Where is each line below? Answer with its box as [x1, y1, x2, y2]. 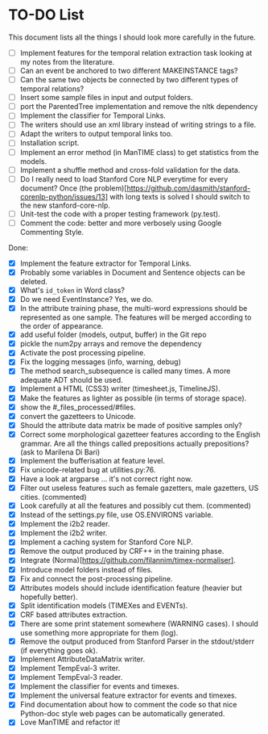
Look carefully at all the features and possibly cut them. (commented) [19, 501, 251, 510]
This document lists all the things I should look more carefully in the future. [8, 32, 256, 42]
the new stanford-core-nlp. [19, 200, 111, 210]
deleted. [19, 276, 48, 286]
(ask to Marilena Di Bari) [19, 447, 101, 457]
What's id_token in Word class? [19, 285, 125, 295]
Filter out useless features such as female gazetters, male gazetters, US [19, 483, 259, 493]
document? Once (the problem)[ [19, 183, 127, 193]
